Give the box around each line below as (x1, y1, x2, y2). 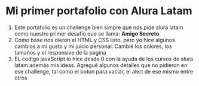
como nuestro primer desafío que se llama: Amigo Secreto (14, 30, 160, 37)
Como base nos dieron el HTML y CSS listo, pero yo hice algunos (14, 36, 176, 43)
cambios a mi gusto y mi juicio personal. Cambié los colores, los (14, 43, 173, 50)
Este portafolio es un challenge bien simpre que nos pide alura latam (14, 24, 183, 31)
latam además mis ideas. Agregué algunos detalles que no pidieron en (14, 61, 188, 69)
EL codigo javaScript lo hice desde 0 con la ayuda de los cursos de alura (14, 55, 194, 62)
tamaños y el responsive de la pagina (14, 49, 106, 56)
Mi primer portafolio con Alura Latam (5, 4, 192, 18)
